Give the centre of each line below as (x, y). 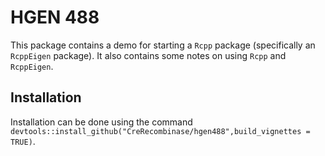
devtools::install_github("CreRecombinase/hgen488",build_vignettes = (160, 131)
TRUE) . (23, 141)
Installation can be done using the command (101, 122)
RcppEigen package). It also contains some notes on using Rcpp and (148, 55)
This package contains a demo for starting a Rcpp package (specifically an (163, 45)
